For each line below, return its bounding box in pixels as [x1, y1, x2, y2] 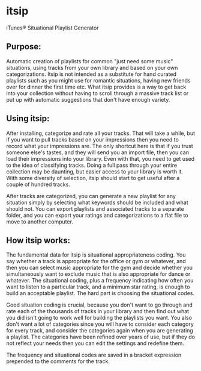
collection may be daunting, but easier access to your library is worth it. [6, 167, 184, 175]
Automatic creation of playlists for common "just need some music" [6, 57, 173, 64]
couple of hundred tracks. [6, 181, 71, 188]
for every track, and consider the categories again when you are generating [6, 327, 193, 334]
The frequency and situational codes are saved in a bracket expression [6, 351, 182, 359]
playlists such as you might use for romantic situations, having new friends [6, 76, 191, 84]
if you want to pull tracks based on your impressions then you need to [6, 136, 179, 143]
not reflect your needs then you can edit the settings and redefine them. [6, 340, 184, 347]
